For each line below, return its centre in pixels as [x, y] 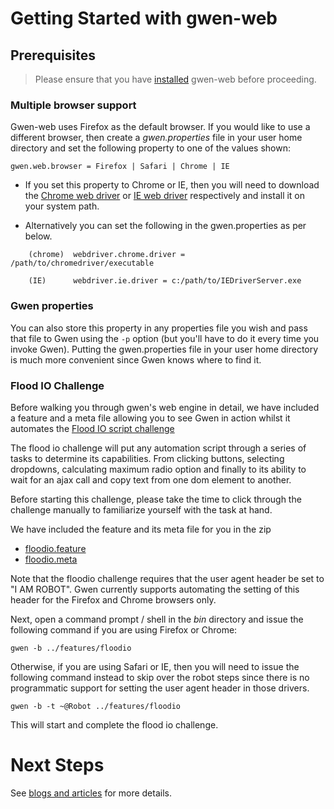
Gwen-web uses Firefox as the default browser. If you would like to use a [160, 127]
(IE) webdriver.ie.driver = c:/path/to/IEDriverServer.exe [165, 281]
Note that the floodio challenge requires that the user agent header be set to [167, 578]
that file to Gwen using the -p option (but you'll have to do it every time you [165, 338]
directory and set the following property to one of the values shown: [150, 148]
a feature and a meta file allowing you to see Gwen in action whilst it [150, 418]
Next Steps [57, 765]
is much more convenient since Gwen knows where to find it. [136, 359]
